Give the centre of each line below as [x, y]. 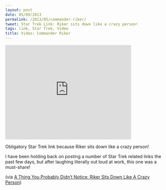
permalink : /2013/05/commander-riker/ [46, 19]
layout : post [19, 10]
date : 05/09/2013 [23, 15]
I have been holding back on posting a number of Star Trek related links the [83, 156]
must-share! [18, 167]
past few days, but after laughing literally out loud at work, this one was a [81, 162]
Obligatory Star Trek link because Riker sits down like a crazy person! [77, 147]
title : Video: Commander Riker [38, 33]
